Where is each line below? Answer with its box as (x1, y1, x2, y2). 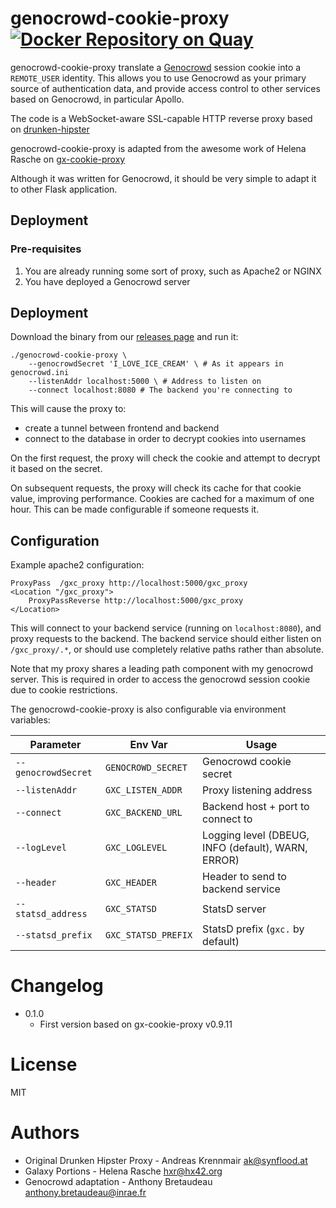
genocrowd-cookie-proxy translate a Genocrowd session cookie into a (10, 61, 302, 73)
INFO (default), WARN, (202, 841, 308, 855)
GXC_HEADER (104, 877, 157, 889)
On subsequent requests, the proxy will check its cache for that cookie (10, 482, 302, 494)
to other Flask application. (10, 183, 118, 195)
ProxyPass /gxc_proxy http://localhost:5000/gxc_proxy (10, 578, 248, 589)
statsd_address (15, 908, 88, 920)
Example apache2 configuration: (10, 559, 145, 571)
